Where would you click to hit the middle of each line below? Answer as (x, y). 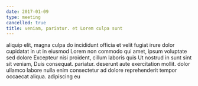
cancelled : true (26, 23)
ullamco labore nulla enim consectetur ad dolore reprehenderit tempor (92, 70)
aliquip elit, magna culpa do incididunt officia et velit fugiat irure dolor (90, 45)
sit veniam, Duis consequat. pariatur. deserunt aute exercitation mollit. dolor (98, 64)
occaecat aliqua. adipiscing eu (43, 77)
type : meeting (24, 17)
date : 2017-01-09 (27, 12)
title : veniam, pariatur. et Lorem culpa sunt (64, 28)
